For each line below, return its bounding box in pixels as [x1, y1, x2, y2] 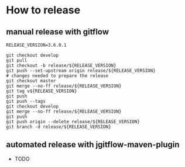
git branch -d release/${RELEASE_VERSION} [6, 124, 111, 130]
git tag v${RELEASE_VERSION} [6, 88, 77, 94]
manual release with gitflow [6, 27, 109, 37]
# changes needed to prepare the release [6, 73, 109, 79]
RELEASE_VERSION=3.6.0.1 [6, 42, 67, 48]
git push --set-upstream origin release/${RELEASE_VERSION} [6, 68, 156, 74]
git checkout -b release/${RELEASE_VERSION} [6, 62, 117, 68]
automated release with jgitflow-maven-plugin [6, 140, 180, 149]
